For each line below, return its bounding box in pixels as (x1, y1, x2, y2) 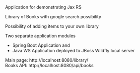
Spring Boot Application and (12, 42, 70, 48)
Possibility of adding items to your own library (5, 23, 99, 29)
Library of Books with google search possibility (5, 14, 102, 19)
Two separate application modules (5, 33, 76, 38)
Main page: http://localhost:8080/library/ (5, 57, 88, 63)
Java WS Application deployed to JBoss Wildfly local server (12, 48, 135, 53)
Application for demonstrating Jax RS (5, 4, 82, 10)
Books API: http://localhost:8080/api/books (5, 63, 94, 68)
